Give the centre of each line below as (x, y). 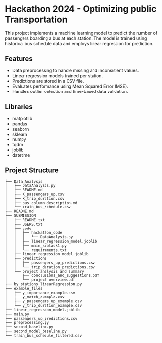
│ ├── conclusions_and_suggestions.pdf (52, 276)
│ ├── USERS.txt (24, 224)
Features (19, 59)
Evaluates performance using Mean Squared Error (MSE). (70, 86)
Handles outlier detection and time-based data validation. (70, 91)
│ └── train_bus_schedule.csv (38, 207)
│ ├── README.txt (25, 220)
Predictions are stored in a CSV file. (48, 81)
